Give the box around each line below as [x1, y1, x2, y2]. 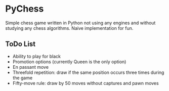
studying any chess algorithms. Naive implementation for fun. [5, 25, 134, 31]
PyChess [5, 3, 44, 15]
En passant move [12, 64, 49, 70]
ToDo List [5, 40, 36, 49]
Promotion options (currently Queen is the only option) [12, 59, 126, 65]
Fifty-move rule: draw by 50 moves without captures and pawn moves [12, 80, 159, 86]
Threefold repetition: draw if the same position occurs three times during [12, 69, 164, 75]
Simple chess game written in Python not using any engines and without [5, 20, 156, 26]
